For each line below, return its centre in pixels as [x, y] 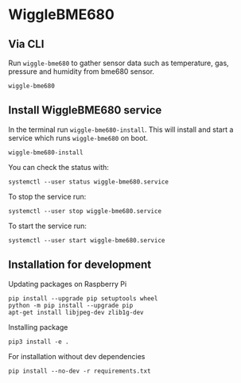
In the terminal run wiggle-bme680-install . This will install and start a [121, 130]
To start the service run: [48, 226]
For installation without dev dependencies [77, 356]
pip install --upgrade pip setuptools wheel [83, 298]
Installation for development [80, 265]
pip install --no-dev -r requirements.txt [80, 371]
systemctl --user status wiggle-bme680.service [89, 182]
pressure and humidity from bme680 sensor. [82, 72]
